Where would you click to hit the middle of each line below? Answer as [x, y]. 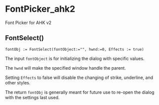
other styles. [18, 82]
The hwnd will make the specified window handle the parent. [66, 68]
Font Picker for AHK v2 [28, 23]
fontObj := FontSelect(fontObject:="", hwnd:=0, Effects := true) [75, 49]
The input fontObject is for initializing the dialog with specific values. [75, 58]
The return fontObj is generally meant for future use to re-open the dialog [80, 92]
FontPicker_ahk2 [40, 9]
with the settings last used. [32, 97]
